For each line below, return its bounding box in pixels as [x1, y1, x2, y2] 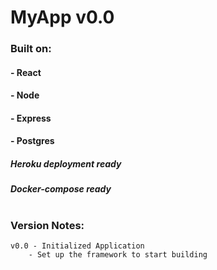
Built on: [10, 42, 52, 56]
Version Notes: [10, 218, 85, 232]
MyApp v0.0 [10, 6, 115, 29]
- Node [10, 89, 40, 101]
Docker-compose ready [10, 183, 112, 195]
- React [10, 66, 42, 78]
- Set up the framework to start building [28, 250, 208, 260]
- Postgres [10, 135, 55, 147]
